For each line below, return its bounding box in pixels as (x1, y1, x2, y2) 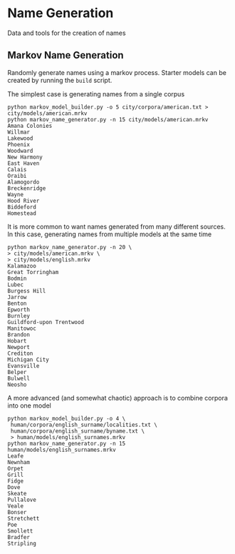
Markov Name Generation (7, 49, 124, 61)
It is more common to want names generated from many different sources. (7, 222, 226, 231)
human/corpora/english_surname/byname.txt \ (10, 427, 145, 435)
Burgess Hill (7, 287, 46, 294)
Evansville (7, 362, 40, 369)
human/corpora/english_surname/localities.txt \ (10, 421, 158, 428)
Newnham (7, 458, 31, 465)
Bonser (7, 508, 27, 515)
